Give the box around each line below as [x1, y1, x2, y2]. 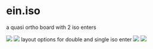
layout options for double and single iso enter [20, 35, 132, 43]
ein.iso [6, 4, 40, 18]
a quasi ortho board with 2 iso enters [6, 24, 96, 31]
